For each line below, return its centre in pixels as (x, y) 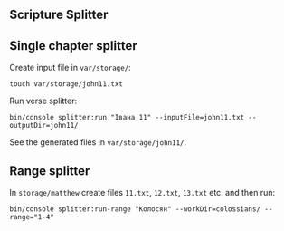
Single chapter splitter (73, 46)
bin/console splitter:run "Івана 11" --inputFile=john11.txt (127, 118)
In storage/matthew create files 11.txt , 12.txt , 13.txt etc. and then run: (142, 193)
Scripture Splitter (59, 15)
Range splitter (50, 171)
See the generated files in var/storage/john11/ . (98, 142)
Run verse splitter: (43, 101)
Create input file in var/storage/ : (70, 68)
